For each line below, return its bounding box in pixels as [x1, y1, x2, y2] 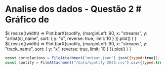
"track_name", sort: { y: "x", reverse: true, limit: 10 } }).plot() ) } [5, 46, 131, 52]
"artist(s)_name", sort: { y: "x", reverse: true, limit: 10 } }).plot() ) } [5, 35, 137, 41]
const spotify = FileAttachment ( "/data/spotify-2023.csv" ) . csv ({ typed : [5, 60, 156, 65]
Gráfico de [5, 14, 49, 25]
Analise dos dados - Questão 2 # [5, 3, 142, 15]
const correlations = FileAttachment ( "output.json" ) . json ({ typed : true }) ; [5, 55, 161, 60]
